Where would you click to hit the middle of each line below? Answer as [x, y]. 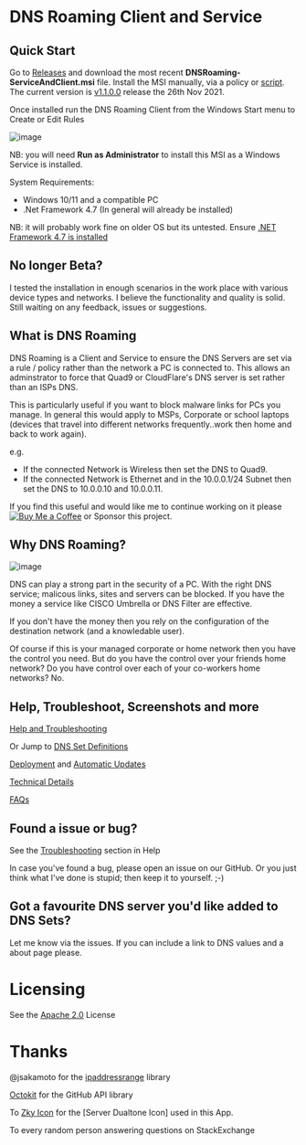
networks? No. [37, 678]
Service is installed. [46, 164]
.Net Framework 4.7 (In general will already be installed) [128, 209]
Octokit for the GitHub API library [72, 1095]
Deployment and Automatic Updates [78, 764]
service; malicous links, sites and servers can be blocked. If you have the [147, 594]
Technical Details [42, 782]
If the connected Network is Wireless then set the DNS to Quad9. [145, 469]
